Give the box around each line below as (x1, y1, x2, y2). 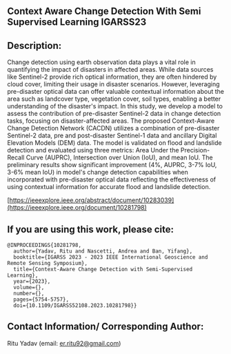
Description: (7, 39, 62, 51)
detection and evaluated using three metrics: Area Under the (7, 146, 179, 155)
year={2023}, (13, 278, 51, 285)
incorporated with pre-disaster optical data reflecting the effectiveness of (7, 175, 217, 184)
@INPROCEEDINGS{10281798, (7, 242, 81, 249)
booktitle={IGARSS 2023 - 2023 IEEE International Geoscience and (13, 254, 208, 261)
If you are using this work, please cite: (7, 224, 174, 235)
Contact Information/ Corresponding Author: (7, 321, 204, 333)
